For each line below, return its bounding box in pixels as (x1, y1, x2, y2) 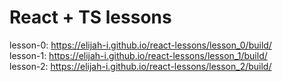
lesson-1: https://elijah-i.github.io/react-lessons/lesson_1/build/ (9, 49, 268, 61)
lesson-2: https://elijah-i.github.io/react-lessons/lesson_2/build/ (9, 60, 272, 72)
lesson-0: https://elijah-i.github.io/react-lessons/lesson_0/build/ (9, 39, 272, 51)
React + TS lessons (9, 6, 172, 29)
